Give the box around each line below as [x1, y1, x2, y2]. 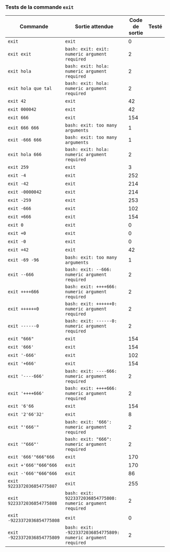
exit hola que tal [8, 85, 52, 91]
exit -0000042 [8, 189, 42, 195]
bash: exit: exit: [65, 46, 110, 52]
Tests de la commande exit [5, 4, 74, 11]
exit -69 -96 [8, 257, 39, 263]
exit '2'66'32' [8, 412, 45, 417]
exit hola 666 [8, 151, 42, 158]
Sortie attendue [75, 23, 114, 30]
